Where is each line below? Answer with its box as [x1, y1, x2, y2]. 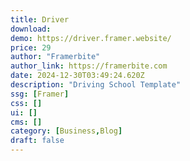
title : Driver [10, 14, 70, 25]
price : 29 [10, 42, 52, 53]
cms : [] [10, 117, 43, 127]
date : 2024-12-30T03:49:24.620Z [10, 71, 145, 81]
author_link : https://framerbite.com [10, 61, 168, 71]
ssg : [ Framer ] [10, 89, 70, 99]
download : [10, 24, 52, 34]
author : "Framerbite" [10, 52, 101, 62]
